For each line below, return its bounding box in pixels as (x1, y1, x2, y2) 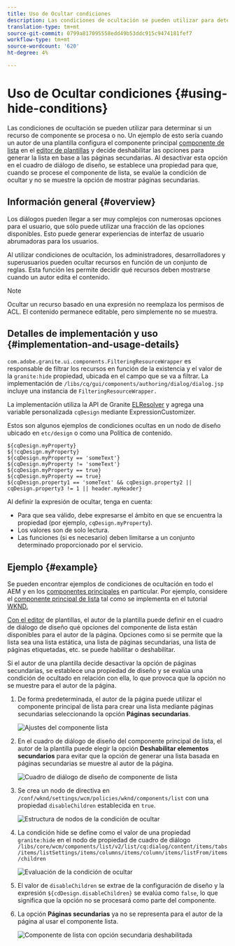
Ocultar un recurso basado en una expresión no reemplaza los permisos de (7, 300, 225, 308)
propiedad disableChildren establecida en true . (17, 801, 156, 809)
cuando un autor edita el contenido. (7, 272, 110, 281)
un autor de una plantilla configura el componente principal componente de (7, 138, 225, 147)
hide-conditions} (7, 101, 108, 116)
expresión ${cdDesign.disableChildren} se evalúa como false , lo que (17, 889, 218, 897)
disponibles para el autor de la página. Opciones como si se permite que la (7, 631, 222, 639)
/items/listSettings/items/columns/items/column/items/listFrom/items (17, 849, 228, 856)
